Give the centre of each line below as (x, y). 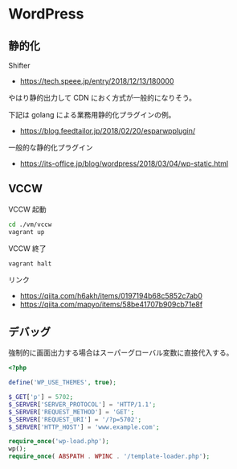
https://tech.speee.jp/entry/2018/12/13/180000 (97, 81)
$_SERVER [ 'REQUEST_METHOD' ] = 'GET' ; (72, 412)
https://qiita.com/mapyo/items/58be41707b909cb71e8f (111, 304)
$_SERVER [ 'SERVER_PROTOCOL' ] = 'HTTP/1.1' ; (82, 404)
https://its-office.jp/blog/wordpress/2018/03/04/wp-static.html (124, 163)
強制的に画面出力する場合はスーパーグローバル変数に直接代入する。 (121, 353)
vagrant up (27, 232)
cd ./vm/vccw (30, 224)
